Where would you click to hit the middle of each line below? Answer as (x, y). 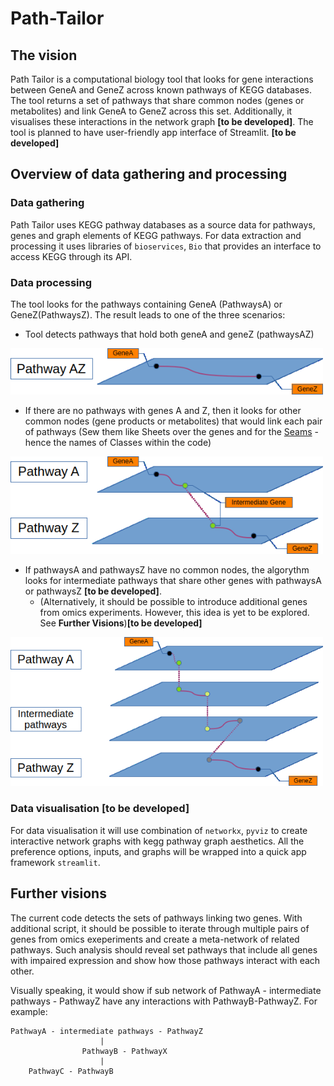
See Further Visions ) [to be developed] (121, 623)
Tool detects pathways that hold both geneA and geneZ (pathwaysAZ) (169, 334)
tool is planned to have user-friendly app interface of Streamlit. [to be (153, 132)
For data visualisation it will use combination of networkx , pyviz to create (159, 830)
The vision (44, 55)
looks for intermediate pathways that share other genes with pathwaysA (173, 580)
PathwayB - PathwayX (124, 1051)
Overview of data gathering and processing (149, 174)
